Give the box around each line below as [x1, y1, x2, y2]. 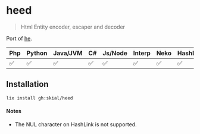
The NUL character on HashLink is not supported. [14, 120, 137, 128]
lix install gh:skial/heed [6, 95, 73, 101]
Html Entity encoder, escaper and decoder [20, 23, 126, 30]
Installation [6, 79, 49, 89]
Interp [133, 49, 151, 57]
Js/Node [102, 49, 128, 57]
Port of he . [6, 35, 33, 42]
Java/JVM [53, 49, 83, 57]
